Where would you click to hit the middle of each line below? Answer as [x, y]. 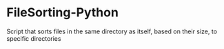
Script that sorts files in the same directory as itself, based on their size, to [112, 31]
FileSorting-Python [62, 13]
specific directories [34, 38]
